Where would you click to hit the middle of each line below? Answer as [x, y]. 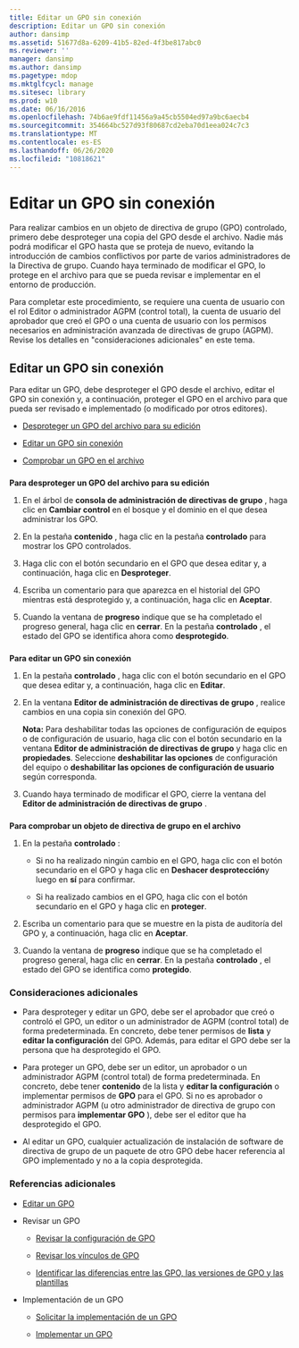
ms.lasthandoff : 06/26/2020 [62, 150]
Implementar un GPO [74, 1334]
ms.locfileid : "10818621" [57, 159]
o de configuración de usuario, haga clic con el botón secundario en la [152, 739]
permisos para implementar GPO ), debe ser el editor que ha [134, 1115]
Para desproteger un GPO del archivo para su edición [109, 483]
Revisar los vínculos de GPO [87, 1255]
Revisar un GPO [51, 1220]
